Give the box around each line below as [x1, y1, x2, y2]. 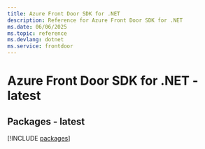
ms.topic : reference [7, 29, 68, 37]
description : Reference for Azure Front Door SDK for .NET [7, 17, 183, 24]
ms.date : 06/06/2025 [7, 23, 68, 30]
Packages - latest [7, 115, 85, 127]
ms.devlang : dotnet [7, 36, 64, 43]
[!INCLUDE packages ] [7, 134, 71, 142]
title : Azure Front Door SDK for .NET [7, 10, 120, 17]
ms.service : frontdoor [7, 43, 73, 50]
